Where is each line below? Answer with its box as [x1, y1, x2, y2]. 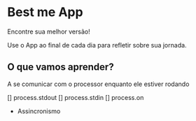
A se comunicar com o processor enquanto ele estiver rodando [7, 80, 190, 88]
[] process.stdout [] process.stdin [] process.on [7, 93, 144, 101]
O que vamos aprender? [7, 61, 114, 73]
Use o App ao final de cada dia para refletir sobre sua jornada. [7, 41, 187, 49]
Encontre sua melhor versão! [7, 27, 90, 36]
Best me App [7, 4, 83, 20]
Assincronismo [17, 106, 61, 115]
